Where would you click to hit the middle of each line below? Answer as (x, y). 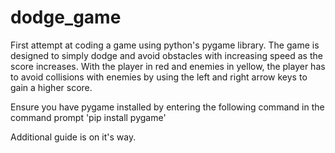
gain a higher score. (51, 87)
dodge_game (66, 17)
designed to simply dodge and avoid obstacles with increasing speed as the (166, 55)
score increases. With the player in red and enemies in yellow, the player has (168, 66)
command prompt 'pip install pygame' (88, 117)
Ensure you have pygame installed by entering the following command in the (167, 107)
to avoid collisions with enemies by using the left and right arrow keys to (159, 77)
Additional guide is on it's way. (73, 137)
